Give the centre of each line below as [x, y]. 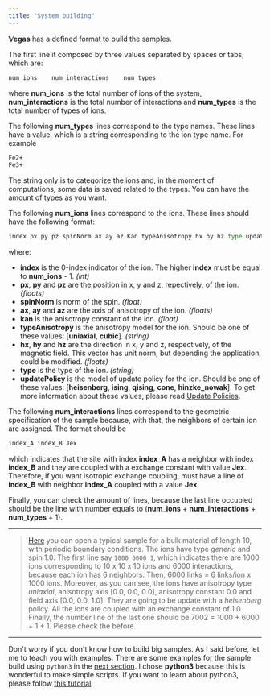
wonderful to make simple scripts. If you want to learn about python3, [124, 675]
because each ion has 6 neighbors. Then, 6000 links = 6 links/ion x [139, 574]
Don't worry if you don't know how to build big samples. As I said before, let [134, 649]
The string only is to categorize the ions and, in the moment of [111, 180]
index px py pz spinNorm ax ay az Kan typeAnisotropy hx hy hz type [125, 237]
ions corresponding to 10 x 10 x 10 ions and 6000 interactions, [131, 566]
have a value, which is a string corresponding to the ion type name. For [126, 135]
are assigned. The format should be [67, 429]
